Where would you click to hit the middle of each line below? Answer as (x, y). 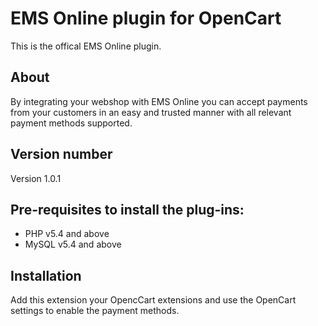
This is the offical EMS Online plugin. (86, 46)
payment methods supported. (71, 123)
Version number (61, 154)
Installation (46, 275)
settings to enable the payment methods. (95, 311)
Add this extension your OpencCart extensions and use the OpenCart (153, 300)
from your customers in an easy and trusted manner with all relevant (151, 112)
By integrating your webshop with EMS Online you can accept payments (159, 101)
